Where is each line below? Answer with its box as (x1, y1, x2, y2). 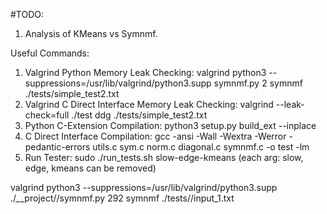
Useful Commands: (10, 47, 90, 59)
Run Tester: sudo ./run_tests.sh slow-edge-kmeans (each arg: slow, (24, 152, 304, 163)
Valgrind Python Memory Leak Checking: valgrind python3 (24, 67, 267, 78)
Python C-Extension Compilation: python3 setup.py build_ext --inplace (24, 120, 317, 131)
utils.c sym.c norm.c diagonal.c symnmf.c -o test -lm (92, 141, 310, 153)
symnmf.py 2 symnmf (213, 77, 303, 89)
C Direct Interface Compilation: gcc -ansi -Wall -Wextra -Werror (24, 130, 287, 142)
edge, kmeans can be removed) (24, 162, 157, 174)
